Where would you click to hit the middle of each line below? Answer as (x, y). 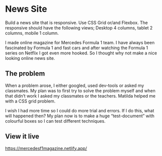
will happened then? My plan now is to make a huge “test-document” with (80, 116)
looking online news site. (30, 58)
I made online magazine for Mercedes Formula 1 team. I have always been (80, 42)
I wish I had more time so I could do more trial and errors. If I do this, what (80, 110)
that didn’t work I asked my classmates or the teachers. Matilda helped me (80, 96)
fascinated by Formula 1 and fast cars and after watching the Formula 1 (77, 48)
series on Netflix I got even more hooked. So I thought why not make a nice (81, 53)
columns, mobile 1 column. (32, 33)
